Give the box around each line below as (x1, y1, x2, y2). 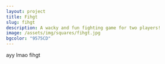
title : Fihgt (6, 14, 38, 20)
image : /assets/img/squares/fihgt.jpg (6, 30, 101, 36)
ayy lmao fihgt (6, 52, 41, 58)
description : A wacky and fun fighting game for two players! (6, 24, 161, 31)
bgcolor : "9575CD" (6, 35, 51, 41)
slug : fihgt (6, 19, 35, 25)
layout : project (6, 8, 46, 15)
